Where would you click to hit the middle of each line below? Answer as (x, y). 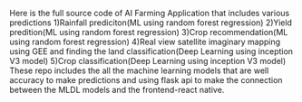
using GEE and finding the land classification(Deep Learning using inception (151, 51)
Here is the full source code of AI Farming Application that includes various (150, 13)
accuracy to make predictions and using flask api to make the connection (146, 80)
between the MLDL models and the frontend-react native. (117, 90)
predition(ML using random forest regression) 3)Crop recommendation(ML (149, 32)
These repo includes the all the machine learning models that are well (139, 70)
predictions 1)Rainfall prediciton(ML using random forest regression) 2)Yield (151, 23)
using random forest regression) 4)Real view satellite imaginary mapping (145, 42)
